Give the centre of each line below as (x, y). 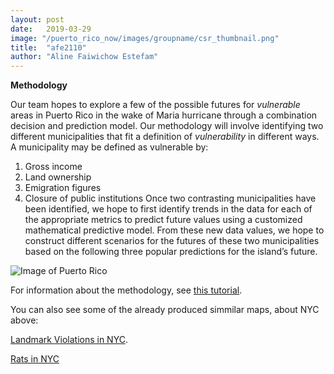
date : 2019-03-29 (51, 29)
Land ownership (58, 177)
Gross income (53, 167)
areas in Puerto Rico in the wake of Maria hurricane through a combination (164, 115)
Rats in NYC (35, 359)
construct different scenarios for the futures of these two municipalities (172, 241)
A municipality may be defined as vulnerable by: (109, 147)
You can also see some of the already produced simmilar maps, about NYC (165, 310)
